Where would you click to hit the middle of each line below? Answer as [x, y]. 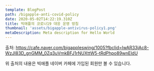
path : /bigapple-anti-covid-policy [42, 14]
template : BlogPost [25, 10]
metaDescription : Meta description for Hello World [60, 33]
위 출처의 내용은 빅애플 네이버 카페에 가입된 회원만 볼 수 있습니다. [68, 63]
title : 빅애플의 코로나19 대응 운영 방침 [42, 24]
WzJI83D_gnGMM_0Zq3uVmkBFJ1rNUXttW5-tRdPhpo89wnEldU [72, 53]
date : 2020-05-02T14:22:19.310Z [39, 19]
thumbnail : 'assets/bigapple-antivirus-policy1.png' [61, 28]
